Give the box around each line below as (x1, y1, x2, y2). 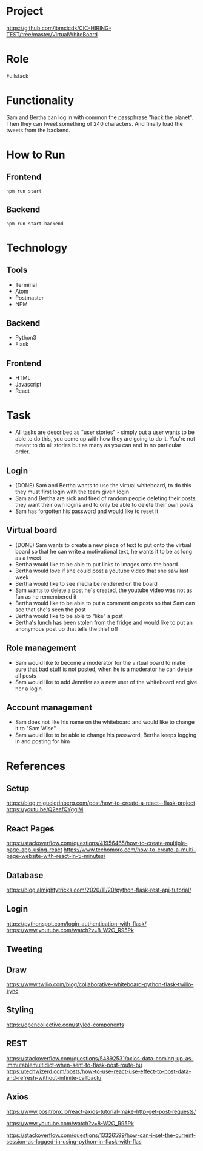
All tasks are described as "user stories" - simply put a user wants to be (15, 428, 195, 436)
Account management (6, 703, 93, 713)
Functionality (6, 94, 75, 108)
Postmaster (15, 294, 44, 301)
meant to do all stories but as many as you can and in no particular (15, 442, 182, 449)
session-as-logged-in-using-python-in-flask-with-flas (6, 1138, 142, 1145)
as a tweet (15, 554, 41, 562)
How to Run (6, 148, 65, 162)
